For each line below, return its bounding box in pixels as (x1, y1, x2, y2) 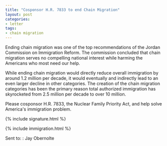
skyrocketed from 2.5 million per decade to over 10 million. (5, 91, 126, 97)
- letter (5, 21, 24, 26)
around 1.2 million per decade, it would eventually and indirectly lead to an (5, 75, 158, 81)
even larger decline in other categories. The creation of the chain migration (5, 80, 160, 86)
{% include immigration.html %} (5, 125, 71, 131)
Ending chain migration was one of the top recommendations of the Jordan (5, 44, 160, 50)
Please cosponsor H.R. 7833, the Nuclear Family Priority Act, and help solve (5, 101, 162, 106)
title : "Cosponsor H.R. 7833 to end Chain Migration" (5, 7, 120, 12)
